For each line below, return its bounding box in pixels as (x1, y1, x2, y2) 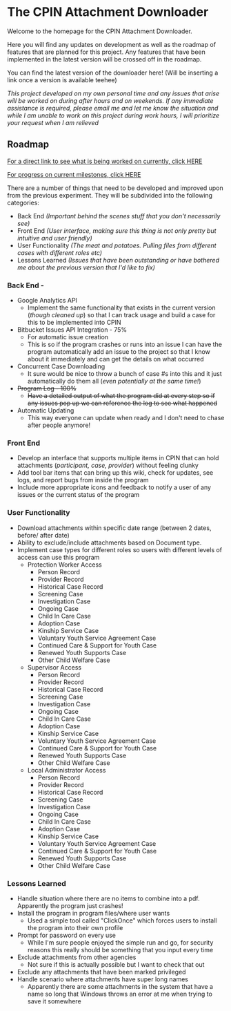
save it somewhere (27, 996, 81, 1005)
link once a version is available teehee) (7, 75, 117, 84)
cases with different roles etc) (17, 248, 102, 256)
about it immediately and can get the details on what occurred (27, 355, 204, 363)
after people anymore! (27, 421, 91, 429)
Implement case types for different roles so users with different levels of (17, 545, 223, 554)
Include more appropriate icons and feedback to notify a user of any (17, 483, 212, 491)
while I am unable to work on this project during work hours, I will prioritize (7, 111, 220, 120)
